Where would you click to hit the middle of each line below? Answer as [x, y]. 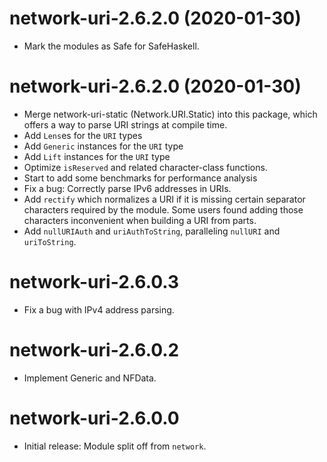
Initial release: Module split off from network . [115, 446]
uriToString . [50, 241]
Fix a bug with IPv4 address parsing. [99, 309]
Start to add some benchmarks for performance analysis [140, 178]
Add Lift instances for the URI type [97, 156]
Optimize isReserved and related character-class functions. [145, 167]
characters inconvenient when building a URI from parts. [140, 220]
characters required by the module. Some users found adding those [163, 209]
